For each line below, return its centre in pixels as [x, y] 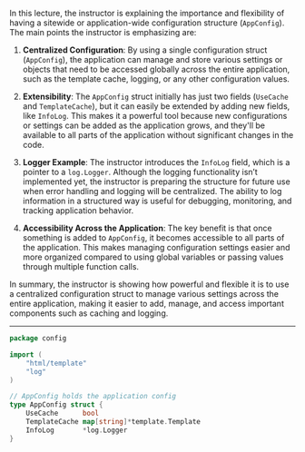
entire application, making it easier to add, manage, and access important [147, 304]
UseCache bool [63, 413]
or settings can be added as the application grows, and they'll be [144, 125]
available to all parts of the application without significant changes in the [158, 135]
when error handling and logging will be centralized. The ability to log [152, 191]
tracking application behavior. [78, 211]
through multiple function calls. [80, 266]
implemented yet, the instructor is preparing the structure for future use [156, 182]
